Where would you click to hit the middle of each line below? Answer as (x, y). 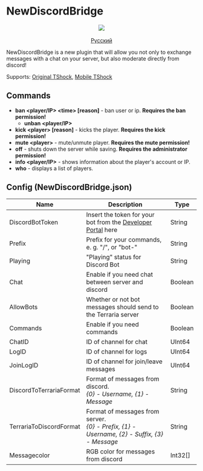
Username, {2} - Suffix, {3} (125, 434)
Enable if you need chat (119, 274)
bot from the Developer (119, 222)
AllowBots (24, 307)
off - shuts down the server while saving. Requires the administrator (101, 149)
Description (125, 204)
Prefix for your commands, (124, 239)
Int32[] (180, 455)
